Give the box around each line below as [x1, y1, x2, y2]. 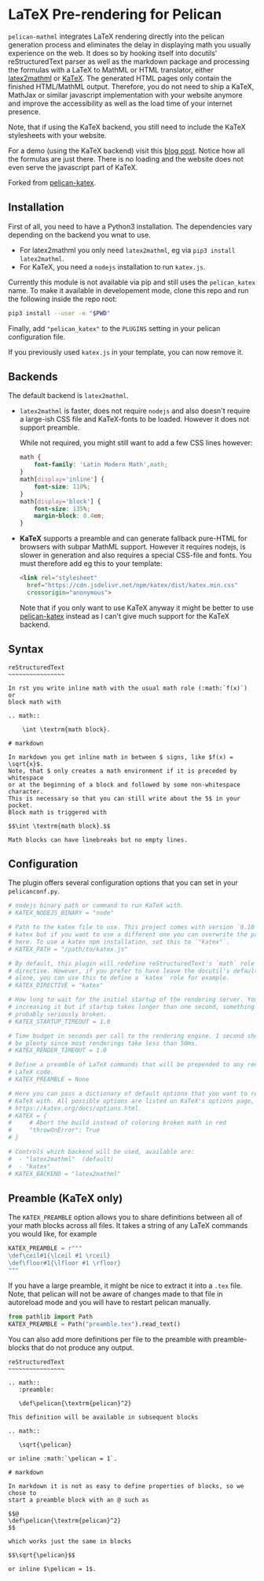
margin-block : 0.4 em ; [34, 512, 104, 520]
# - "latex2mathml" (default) [8, 1155, 114, 1163]
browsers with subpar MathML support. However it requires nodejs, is [19, 542, 246, 552]
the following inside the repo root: [8, 294, 118, 303]
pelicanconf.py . [8, 887, 60, 896]
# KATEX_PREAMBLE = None [8, 1076, 90, 1084]
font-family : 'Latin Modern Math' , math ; [34, 461, 168, 469]
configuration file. [8, 332, 65, 341]
